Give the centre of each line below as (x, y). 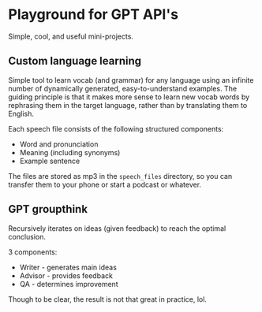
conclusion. (27, 236)
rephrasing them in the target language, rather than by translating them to (128, 105)
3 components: (33, 252)
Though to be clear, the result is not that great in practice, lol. (108, 299)
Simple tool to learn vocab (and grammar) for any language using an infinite (131, 80)
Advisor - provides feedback (66, 275)
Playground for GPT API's (94, 15)
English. (21, 113)
